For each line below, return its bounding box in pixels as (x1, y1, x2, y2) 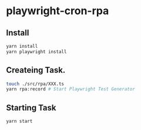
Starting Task (6, 102, 57, 113)
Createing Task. (6, 65, 66, 75)
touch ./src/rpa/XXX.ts (6, 81, 65, 87)
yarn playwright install (6, 48, 67, 54)
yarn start (6, 118, 33, 125)
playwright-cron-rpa (6, 4, 109, 18)
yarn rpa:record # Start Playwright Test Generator (6, 86, 135, 92)
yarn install (6, 43, 38, 49)
